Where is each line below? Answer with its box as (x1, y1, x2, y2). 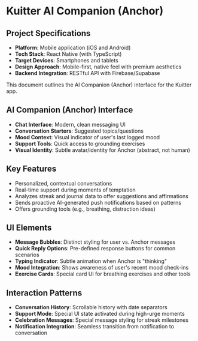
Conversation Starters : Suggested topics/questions (14, 127, 144, 134)
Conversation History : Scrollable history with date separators (14, 304, 167, 311)
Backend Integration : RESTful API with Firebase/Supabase (14, 70, 160, 76)
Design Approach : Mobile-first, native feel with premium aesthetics (14, 63, 182, 70)
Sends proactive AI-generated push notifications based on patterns (14, 199, 181, 206)
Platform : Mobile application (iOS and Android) (14, 44, 131, 51)
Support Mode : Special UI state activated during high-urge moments (14, 310, 185, 318)
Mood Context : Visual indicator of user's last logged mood (14, 133, 160, 140)
